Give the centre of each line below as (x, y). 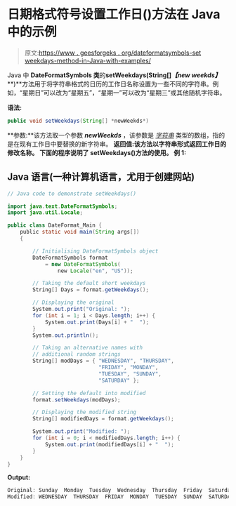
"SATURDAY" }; (119, 380)
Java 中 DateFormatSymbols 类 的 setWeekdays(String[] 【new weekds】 (114, 75)
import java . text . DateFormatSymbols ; (63, 206)
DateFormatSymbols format (71, 258)
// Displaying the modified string (85, 412)
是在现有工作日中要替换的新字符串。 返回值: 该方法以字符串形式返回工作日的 (117, 144)
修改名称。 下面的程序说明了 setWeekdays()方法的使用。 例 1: (97, 152)
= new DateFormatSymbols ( (83, 264)
